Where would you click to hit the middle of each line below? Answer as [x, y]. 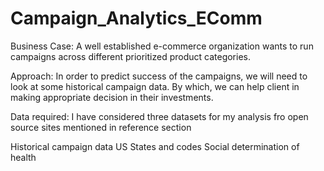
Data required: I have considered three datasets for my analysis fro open [159, 116]
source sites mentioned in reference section [101, 127]
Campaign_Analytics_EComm [136, 18]
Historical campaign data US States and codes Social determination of [155, 146]
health [23, 157]
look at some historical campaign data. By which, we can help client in [155, 86]
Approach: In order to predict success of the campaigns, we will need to [159, 76]
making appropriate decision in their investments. [112, 97]
